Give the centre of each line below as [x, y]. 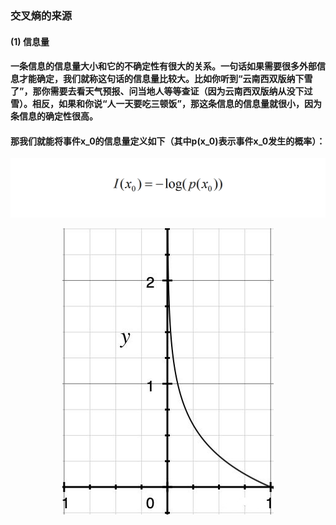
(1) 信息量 [30, 41]
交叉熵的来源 [41, 15]
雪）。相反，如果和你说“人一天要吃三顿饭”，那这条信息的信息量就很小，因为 [166, 104]
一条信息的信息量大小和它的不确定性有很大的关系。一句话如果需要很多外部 [163, 66]
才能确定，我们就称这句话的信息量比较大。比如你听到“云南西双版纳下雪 [165, 79]
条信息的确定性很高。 [54, 116]
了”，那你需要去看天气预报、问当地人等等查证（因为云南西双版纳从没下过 [161, 91]
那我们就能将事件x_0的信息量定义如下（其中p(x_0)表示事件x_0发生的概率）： [168, 141]
